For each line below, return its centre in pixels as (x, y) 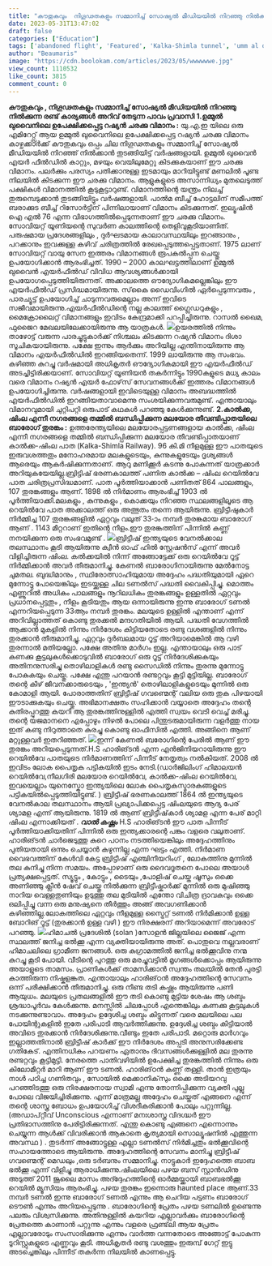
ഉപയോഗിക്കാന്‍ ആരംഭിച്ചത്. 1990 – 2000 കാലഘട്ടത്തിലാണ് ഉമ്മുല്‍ (121, 262)
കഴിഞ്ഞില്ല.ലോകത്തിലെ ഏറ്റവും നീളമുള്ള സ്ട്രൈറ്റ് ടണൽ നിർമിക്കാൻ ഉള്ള (129, 912)
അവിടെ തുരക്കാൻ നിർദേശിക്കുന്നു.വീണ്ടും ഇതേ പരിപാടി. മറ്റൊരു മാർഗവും (128, 1032)
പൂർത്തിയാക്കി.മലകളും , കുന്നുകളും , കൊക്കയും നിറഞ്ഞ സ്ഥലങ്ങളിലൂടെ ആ (131, 500)
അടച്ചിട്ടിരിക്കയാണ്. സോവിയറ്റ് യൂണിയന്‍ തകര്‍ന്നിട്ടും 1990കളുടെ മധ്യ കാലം (134, 372)
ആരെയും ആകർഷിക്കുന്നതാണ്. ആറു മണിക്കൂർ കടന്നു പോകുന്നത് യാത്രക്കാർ (134, 464)
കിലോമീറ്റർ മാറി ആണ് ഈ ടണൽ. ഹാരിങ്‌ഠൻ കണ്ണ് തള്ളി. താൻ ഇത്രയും (130, 1069)
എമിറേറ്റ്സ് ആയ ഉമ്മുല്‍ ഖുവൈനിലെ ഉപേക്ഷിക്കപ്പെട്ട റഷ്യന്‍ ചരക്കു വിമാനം (129, 134)
